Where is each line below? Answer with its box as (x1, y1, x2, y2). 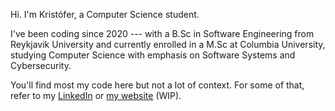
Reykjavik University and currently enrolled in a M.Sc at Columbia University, (10, 39, 326, 50)
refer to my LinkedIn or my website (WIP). (10, 90, 182, 101)
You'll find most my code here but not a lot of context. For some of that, (10, 79, 305, 91)
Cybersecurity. (10, 60, 72, 71)
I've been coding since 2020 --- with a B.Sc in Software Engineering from (10, 28, 315, 39)
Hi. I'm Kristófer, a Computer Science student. (10, 9, 200, 20)
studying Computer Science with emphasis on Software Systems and (10, 49, 296, 61)
